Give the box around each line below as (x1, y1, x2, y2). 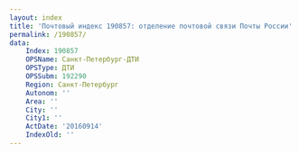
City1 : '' (25, 113, 63, 122)
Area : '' (25, 96, 59, 106)
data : (9, 38, 30, 48)
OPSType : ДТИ (25, 64, 75, 73)
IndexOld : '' (25, 130, 75, 139)
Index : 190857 (25, 47, 79, 56)
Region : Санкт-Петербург (25, 80, 119, 89)
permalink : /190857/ (9, 30, 88, 39)
